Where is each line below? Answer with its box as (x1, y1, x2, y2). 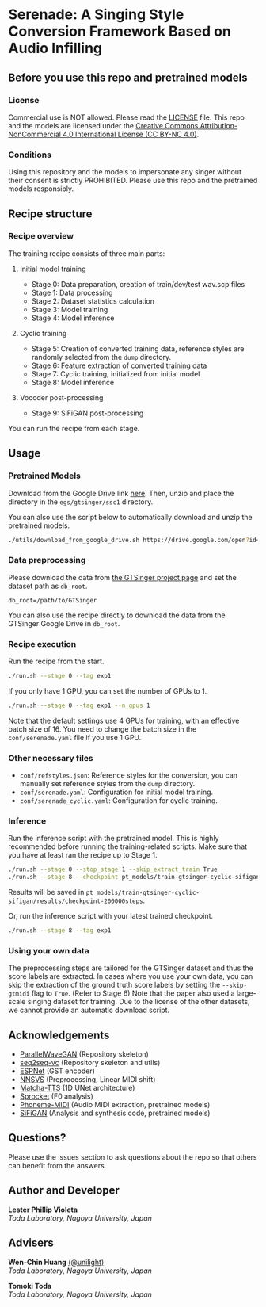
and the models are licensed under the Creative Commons (8, 120, 199, 130)
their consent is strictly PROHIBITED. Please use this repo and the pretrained (8, 176, 258, 185)
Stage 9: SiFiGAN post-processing (31, 408, 144, 418)
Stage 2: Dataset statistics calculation (31, 296, 154, 306)
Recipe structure (8, 207, 93, 220)
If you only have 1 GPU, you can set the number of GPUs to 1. (8, 686, 207, 695)
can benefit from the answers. (8, 1160, 107, 1170)
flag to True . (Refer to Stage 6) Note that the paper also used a (31, 988, 235, 998)
